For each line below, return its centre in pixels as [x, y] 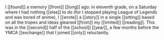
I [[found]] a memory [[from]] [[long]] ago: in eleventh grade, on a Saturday [81, 7]
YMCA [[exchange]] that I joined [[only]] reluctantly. [57, 33]
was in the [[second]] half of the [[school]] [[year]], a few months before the [82, 27]
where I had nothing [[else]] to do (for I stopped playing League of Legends [81, 12]
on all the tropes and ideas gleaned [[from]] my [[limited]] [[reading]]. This [80, 22]
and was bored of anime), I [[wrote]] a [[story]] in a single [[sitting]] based [80, 17]
